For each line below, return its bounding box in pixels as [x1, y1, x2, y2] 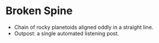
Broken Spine [5, 4, 73, 18]
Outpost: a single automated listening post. [14, 29, 119, 37]
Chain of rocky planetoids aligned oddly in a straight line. [14, 24, 154, 31]
